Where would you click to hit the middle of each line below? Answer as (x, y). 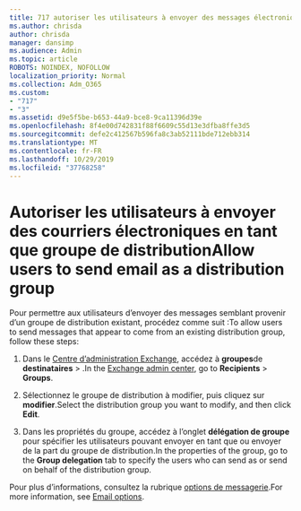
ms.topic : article (43, 59)
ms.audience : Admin (46, 51)
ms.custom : (30, 92)
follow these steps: (44, 342)
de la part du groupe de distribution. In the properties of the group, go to (155, 451)
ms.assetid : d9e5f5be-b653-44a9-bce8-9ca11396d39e (106, 117)
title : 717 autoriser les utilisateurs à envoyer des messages (130, 17)
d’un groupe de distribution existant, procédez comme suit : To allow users (146, 323)
